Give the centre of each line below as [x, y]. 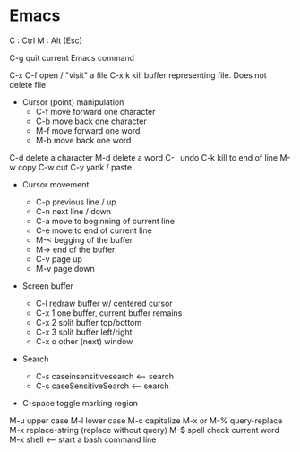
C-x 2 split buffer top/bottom [88, 322]
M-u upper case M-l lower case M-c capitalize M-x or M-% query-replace [146, 420]
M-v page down [65, 268]
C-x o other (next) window [84, 341]
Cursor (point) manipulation [73, 102]
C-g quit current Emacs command [72, 57]
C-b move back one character [91, 121]
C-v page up [59, 259]
